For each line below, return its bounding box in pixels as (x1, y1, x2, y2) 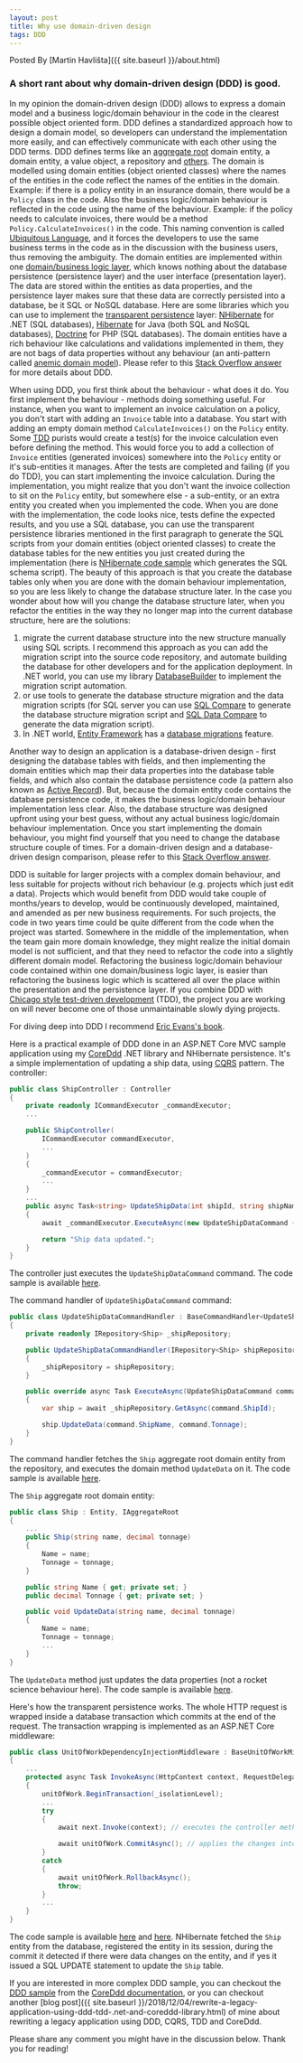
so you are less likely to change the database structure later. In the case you (9, 586, 293, 596)
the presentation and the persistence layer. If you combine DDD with (9, 984, 263, 995)
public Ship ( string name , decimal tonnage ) (25, 1533, 192, 1542)
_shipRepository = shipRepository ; (41, 1362, 176, 1372)
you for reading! (9, 2043, 69, 2054)
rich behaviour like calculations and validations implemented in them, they (9, 338, 284, 349)
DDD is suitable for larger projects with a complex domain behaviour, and (9, 868, 281, 879)
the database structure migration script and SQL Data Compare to (22, 708, 268, 719)
